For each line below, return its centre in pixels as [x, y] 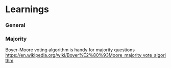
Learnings [27, 9]
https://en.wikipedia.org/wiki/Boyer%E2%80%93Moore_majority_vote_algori [86, 55]
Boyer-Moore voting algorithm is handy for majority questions [70, 50]
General [15, 25]
